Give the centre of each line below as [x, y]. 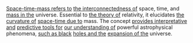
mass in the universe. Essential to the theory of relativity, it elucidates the [95, 15]
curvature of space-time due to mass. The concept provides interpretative [97, 21]
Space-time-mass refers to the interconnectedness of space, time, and [93, 9]
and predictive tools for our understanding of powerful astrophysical [89, 27]
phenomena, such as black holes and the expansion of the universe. [89, 34]
